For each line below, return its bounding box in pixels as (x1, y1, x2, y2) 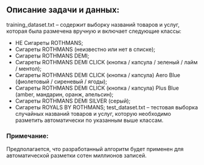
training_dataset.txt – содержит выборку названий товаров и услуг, (6, 21, 180, 28)
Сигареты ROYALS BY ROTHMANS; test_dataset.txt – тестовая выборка (15, 103, 199, 111)
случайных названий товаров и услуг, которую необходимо (15, 110, 172, 117)
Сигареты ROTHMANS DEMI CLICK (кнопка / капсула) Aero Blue (15, 71, 181, 78)
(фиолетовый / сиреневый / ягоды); (15, 78, 108, 85)
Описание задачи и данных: (6, 5, 120, 15)
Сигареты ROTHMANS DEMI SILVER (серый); (15, 97, 131, 104)
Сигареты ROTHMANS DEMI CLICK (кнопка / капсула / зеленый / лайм (15, 58, 198, 66)
